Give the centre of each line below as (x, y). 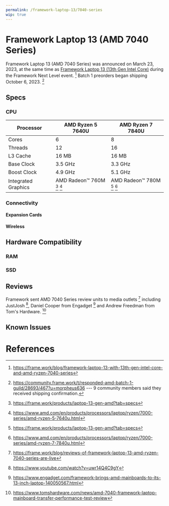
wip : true (16, 15)
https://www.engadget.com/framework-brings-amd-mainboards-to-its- (87, 478)
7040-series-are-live (35, 458)
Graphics (19, 188)
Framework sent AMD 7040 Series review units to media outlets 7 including (83, 299)
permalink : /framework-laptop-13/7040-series (54, 10)
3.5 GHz (65, 164)
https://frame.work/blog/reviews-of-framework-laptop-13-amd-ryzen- (86, 453)
